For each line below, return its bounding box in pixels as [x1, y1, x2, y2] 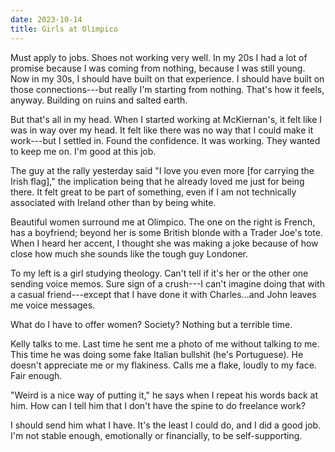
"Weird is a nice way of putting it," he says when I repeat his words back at [10, 389, 318, 401]
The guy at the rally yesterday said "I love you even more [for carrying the [10, 164, 315, 176]
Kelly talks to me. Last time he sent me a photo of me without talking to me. [10, 337, 320, 350]
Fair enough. [10, 369, 63, 381]
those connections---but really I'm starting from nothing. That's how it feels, [10, 83, 325, 95]
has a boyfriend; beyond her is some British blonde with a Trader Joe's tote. [10, 226, 323, 238]
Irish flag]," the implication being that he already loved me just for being [10, 175, 305, 187]
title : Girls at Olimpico [10, 24, 118, 34]
